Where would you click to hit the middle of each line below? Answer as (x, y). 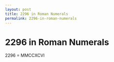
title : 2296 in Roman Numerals (37, 14)
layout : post (18, 9)
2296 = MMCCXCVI (25, 55)
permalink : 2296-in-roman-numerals (41, 18)
